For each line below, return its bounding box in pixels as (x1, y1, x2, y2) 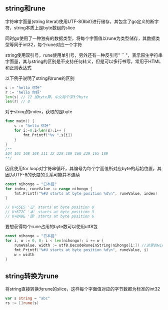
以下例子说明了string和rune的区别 (5, 75, 75, 81)
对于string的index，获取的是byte (5, 109, 72, 115)
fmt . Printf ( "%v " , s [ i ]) (23, 132, 72, 138)
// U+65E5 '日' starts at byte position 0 (5, 205, 94, 210)
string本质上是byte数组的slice (13, 24, 75, 30)
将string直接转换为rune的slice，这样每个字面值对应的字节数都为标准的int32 (5, 286, 160, 292)
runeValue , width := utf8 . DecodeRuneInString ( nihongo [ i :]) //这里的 (14, 243, 157, 248)
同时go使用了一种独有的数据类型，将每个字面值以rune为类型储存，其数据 (5, 35, 156, 41)
